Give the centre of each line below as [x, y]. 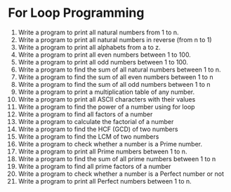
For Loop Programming [76, 13]
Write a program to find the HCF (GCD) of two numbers [98, 129]
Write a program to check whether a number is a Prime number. [110, 144]
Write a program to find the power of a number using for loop [106, 107]
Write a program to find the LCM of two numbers [88, 136]
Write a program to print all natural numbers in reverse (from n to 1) [115, 39]
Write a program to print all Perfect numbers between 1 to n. [105, 181]
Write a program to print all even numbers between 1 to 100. [105, 55]
